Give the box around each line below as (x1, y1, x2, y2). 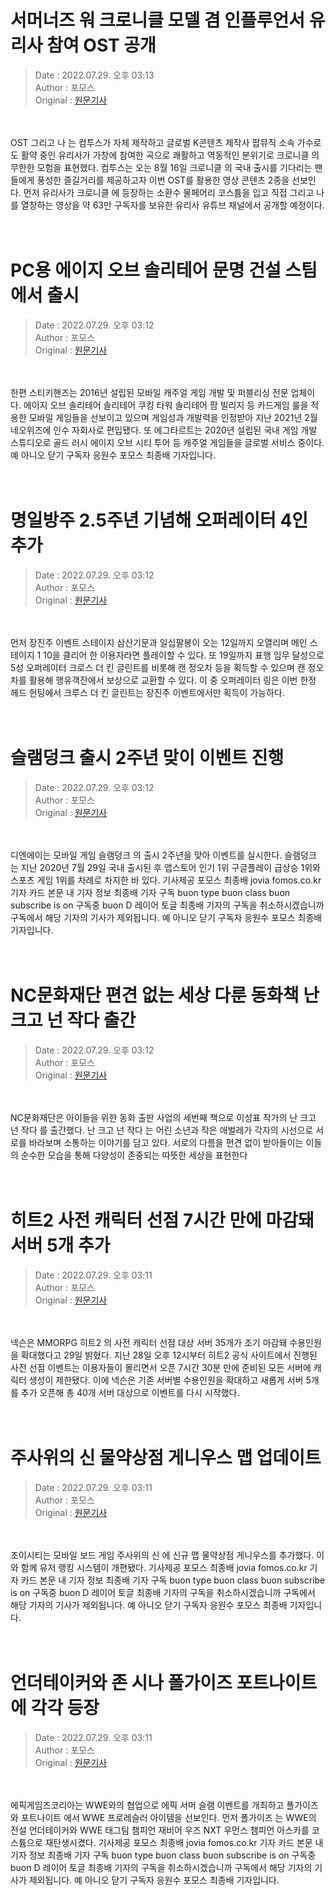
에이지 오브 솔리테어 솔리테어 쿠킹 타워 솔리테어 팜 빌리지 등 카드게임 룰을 (23, 399, 309, 411)
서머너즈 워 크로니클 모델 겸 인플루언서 (10, 9, 306, 32)
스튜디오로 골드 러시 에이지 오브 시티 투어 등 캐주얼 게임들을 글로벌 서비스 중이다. (10, 436, 325, 448)
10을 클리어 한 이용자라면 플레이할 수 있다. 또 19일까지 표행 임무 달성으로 (43, 649, 325, 661)
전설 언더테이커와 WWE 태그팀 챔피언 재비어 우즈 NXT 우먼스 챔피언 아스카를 (10, 1824, 310, 1836)
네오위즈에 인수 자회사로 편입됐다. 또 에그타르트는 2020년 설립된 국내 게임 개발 (10, 424, 318, 436)
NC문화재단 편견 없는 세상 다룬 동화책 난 (10, 984, 320, 1006)
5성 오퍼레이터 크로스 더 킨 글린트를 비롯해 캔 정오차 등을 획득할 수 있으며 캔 (10, 661, 306, 673)
